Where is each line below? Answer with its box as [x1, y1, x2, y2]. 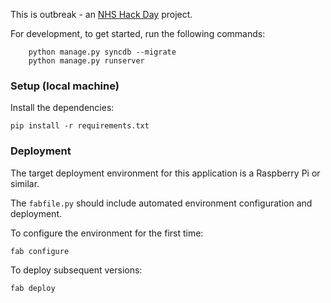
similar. [10, 177, 40, 189]
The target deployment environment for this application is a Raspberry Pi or [10, 167, 321, 179]
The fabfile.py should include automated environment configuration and [10, 197, 313, 209]
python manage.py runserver [28, 56, 145, 66]
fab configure [10, 246, 70, 256]
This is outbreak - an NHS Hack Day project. [10, 9, 193, 20]
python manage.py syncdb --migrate [28, 47, 177, 57]
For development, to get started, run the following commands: [10, 28, 266, 39]
